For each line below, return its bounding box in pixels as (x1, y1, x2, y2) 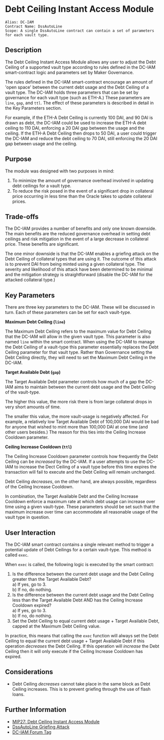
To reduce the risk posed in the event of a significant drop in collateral (12, 188, 154, 194)
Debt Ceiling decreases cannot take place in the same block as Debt (12, 681, 150, 686)
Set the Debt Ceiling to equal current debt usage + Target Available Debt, (12, 618, 160, 624)
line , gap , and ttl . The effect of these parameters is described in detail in (5, 100, 154, 106)
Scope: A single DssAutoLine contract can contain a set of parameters (5, 28, 154, 33)
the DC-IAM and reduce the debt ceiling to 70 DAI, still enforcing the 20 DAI (5, 135, 158, 141)
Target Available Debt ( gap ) (5, 370, 61, 375)
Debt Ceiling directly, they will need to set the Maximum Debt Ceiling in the (5, 355, 156, 361)
